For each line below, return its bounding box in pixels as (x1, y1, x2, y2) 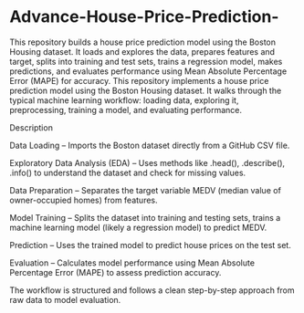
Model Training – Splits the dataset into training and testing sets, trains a (9, 212, 281, 223)
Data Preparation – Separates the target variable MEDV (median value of (9, 184, 281, 195)
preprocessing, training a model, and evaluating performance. (9, 104, 243, 115)
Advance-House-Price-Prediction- (9, 6, 279, 27)
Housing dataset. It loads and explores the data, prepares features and (9, 46, 276, 57)
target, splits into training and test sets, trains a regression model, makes (9, 56, 283, 67)
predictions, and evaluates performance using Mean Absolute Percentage (9, 66, 288, 77)
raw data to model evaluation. (9, 294, 121, 305)
